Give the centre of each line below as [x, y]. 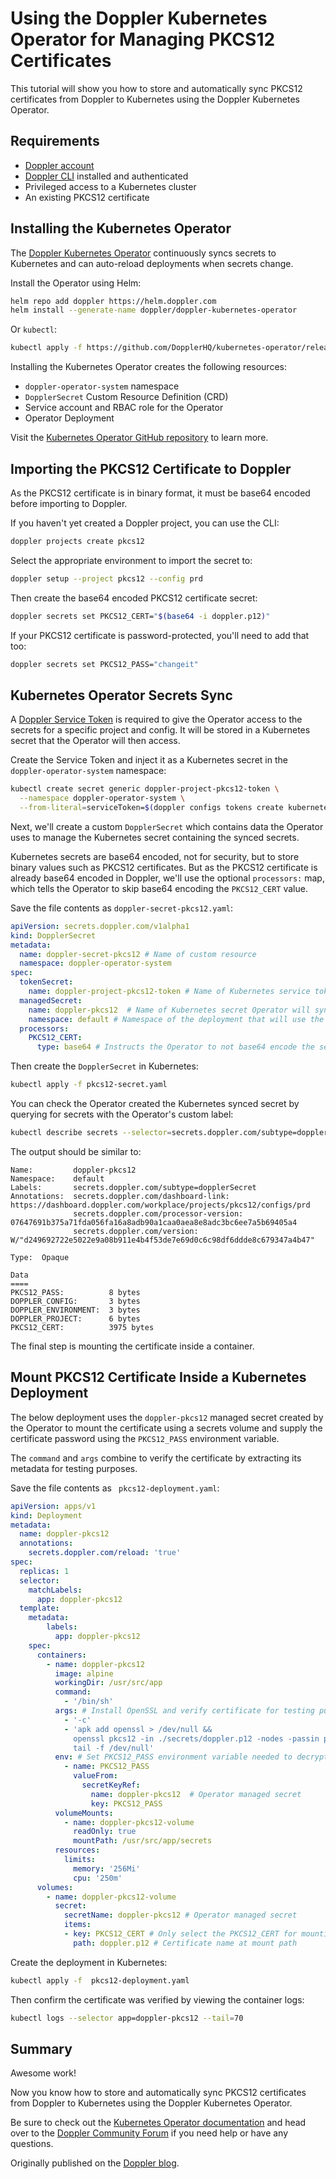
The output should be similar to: [76, 1151]
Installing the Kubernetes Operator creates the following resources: [148, 367]
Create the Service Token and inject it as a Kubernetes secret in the [149, 760]
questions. [32, 2144]
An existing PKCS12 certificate [87, 197]
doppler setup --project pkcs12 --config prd [106, 578]
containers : [61, 1655]
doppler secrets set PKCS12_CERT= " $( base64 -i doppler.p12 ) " [140, 616]
